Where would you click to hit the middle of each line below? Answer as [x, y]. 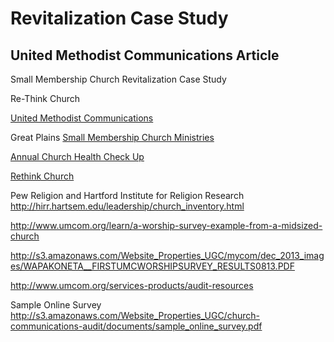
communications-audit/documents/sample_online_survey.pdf [136, 326]
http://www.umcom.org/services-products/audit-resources [132, 285]
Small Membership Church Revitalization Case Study [118, 79]
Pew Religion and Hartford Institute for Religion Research [127, 195]
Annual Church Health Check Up [77, 156]
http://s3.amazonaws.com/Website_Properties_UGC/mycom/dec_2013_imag [167, 255]
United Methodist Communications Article [145, 55]
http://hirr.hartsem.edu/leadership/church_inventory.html [127, 206]
